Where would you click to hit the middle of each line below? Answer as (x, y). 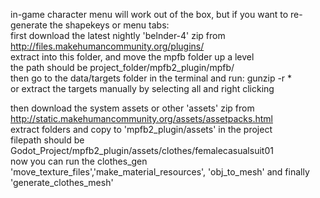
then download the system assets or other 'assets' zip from (132, 108)
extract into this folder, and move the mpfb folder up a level (132, 57)
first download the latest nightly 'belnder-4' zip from (118, 35)
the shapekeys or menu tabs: (109, 25)
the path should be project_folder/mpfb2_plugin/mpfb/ (122, 67)
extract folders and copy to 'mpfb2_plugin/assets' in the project (141, 129)
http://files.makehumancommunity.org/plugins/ (107, 46)
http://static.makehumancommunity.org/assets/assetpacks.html (141, 118)
